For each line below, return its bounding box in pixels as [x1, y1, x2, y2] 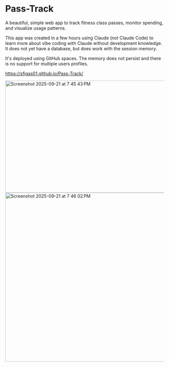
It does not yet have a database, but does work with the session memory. [5, 45, 157, 51]
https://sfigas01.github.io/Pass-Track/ [5, 70, 83, 76]
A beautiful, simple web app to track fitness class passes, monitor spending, [5, 20, 163, 26]
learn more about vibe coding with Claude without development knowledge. [5, 40, 162, 46]
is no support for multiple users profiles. [5, 60, 89, 67]
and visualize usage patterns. [5, 25, 66, 31]
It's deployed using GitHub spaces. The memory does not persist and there [5, 55, 161, 61]
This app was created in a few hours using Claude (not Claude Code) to [5, 35, 154, 41]
